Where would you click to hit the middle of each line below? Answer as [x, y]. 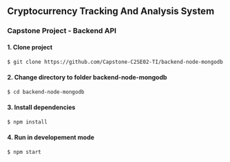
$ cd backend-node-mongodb [46, 92]
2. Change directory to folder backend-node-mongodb [87, 77]
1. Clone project [30, 47]
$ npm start [24, 152]
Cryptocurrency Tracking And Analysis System [111, 11]
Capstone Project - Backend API [62, 31]
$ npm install [28, 122]
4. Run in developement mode [51, 137]
